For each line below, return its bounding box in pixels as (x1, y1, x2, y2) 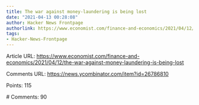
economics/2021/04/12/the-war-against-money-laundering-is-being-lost (6, 59, 184, 66)
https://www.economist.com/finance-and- (36, 53, 140, 59)
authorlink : (6, 25, 36, 31)
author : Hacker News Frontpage (6, 20, 84, 26)
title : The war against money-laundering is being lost (6, 8, 147, 15)
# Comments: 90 (6, 93, 47, 100)
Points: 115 (6, 82, 32, 89)
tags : (6, 31, 20, 37)
